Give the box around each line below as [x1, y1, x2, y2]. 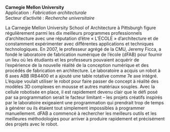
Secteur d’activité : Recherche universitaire [5, 15, 95, 21]
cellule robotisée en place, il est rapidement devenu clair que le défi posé [5, 89, 158, 95]
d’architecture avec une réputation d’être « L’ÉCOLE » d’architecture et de [5, 35, 158, 41]
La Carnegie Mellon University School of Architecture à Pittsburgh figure [5, 25, 156, 31]
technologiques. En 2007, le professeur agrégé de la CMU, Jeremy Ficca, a [5, 46, 161, 52]
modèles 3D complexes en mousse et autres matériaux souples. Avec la [5, 84, 155, 90]
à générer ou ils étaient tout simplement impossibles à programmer [5, 105, 145, 111]
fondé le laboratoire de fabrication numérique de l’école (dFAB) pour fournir [5, 51, 163, 57]
